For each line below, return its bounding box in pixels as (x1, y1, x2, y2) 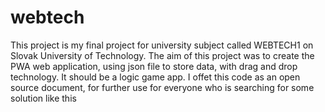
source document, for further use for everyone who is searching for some (10, 81, 315, 93)
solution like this (10, 92, 77, 104)
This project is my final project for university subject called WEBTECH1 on (10, 39, 314, 51)
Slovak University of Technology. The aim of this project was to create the (10, 49, 315, 61)
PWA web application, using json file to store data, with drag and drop (10, 60, 298, 72)
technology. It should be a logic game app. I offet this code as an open (10, 71, 301, 83)
